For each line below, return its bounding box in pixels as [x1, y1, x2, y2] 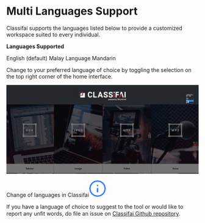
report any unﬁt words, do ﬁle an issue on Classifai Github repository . [6, 210, 181, 218]
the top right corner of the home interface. [6, 73, 113, 80]
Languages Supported [6, 43, 65, 50]
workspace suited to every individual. [6, 30, 101, 38]
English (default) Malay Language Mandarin [6, 54, 116, 62]
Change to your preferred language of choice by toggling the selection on [6, 66, 192, 74]
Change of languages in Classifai [6, 191, 90, 199]
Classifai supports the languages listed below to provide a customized [6, 24, 183, 32]
